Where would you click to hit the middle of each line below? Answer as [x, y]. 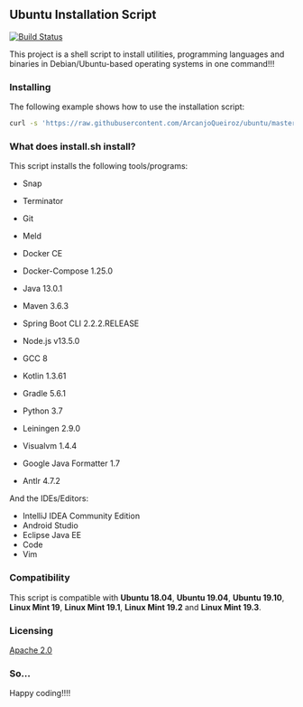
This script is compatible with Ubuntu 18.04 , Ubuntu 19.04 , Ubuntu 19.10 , [147, 597]
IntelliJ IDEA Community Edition [81, 516]
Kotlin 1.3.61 [44, 376]
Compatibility [40, 578]
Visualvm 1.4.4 [50, 446]
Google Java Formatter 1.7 [71, 463]
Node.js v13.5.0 [51, 341]
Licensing [32, 630]
